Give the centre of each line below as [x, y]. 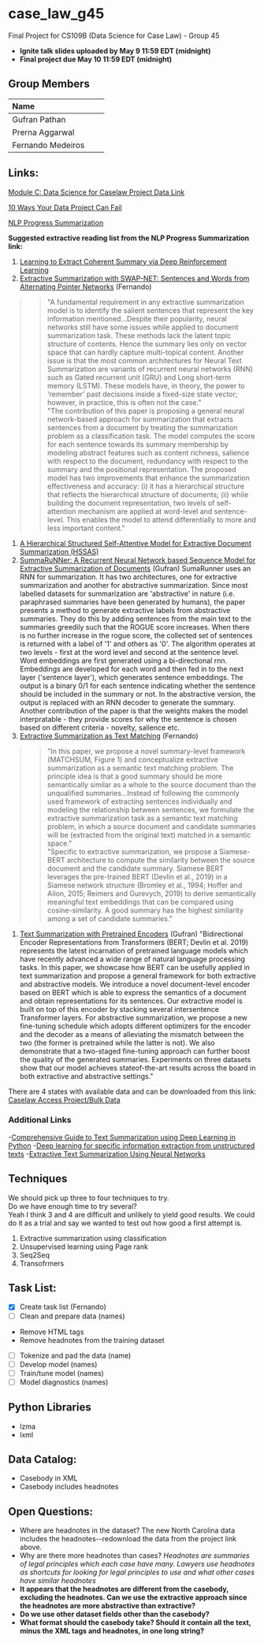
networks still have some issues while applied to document [143, 327]
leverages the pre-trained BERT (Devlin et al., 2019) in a [137, 876]
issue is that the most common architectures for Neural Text [144, 360]
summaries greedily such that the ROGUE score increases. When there [134, 626]
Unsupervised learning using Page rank [84, 1247]
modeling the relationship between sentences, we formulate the [151, 809]
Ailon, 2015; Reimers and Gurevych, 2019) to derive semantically [152, 893]
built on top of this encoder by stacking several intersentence [119, 1009]
